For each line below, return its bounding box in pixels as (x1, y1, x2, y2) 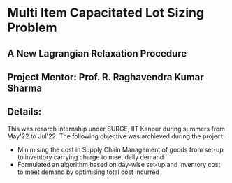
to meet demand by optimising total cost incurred (17, 168, 159, 176)
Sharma (7, 82, 43, 94)
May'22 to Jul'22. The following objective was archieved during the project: (7, 131, 225, 140)
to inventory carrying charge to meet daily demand (17, 152, 164, 161)
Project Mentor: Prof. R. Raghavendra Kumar (7, 71, 204, 83)
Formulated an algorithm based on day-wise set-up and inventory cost (17, 160, 221, 168)
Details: (7, 106, 42, 118)
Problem (7, 20, 57, 36)
